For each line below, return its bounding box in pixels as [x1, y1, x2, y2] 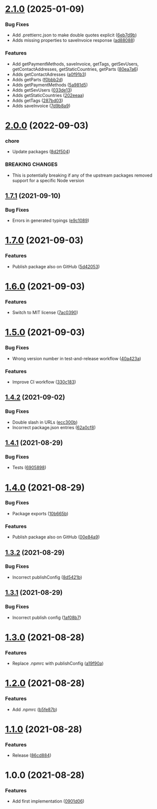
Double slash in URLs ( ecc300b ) [12, 419, 78, 425]
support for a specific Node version [12, 177, 84, 183]
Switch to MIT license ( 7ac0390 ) [12, 310, 78, 315]
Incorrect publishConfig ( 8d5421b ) [12, 574, 82, 580]
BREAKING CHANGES [5, 161, 58, 168]
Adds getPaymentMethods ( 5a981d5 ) [12, 82, 88, 88]
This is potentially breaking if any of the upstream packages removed [12, 172, 153, 178]
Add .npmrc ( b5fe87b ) [12, 706, 57, 712]
